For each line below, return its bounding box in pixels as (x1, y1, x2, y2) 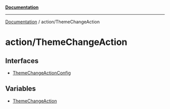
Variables (5, 84, 36, 93)
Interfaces (5, 57, 39, 65)
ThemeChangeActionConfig (12, 70, 71, 76)
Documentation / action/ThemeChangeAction (5, 19, 100, 25)
